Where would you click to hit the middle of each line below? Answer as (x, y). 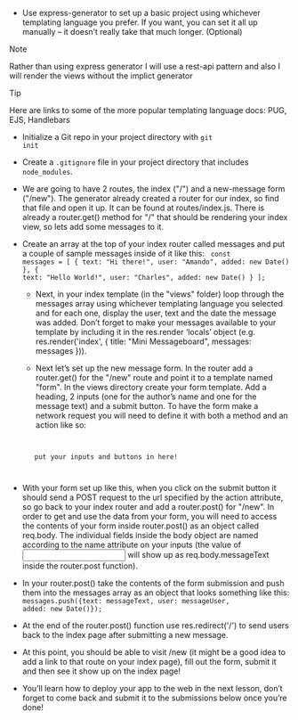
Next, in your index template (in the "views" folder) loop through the (160, 294)
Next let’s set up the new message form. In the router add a (144, 368)
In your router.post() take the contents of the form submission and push (153, 583)
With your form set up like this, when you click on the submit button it (149, 487)
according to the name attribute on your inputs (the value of (132, 544)
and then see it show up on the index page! (101, 671)
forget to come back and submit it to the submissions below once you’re (154, 698)
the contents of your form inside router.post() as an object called (141, 526)
